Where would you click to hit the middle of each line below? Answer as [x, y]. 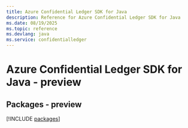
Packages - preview [44, 104]
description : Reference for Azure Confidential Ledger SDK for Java [93, 17]
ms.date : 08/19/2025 [32, 23]
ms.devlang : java [28, 34]
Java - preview [44, 82]
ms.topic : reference [32, 29]
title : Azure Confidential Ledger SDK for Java [67, 12]
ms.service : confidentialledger [46, 40]
